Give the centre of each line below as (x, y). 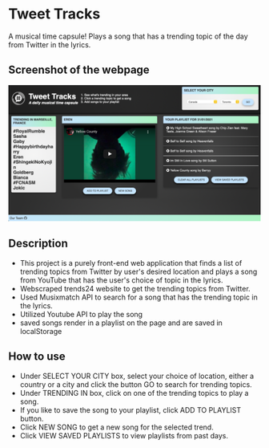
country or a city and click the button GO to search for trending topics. (136, 384)
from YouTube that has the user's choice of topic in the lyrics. (121, 280)
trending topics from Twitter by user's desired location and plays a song (139, 271)
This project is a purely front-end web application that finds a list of (131, 263)
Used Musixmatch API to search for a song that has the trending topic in (139, 297)
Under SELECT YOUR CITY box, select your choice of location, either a (137, 376)
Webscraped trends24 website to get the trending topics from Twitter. (135, 288)
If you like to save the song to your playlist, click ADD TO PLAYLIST (130, 409)
